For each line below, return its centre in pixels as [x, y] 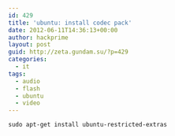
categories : [28, 60]
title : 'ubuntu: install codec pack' [70, 23]
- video [28, 103]
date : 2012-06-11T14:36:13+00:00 [63, 30]
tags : [17, 74]
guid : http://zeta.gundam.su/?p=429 [68, 52]
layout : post [30, 45]
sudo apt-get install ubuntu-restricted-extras [88, 125]
